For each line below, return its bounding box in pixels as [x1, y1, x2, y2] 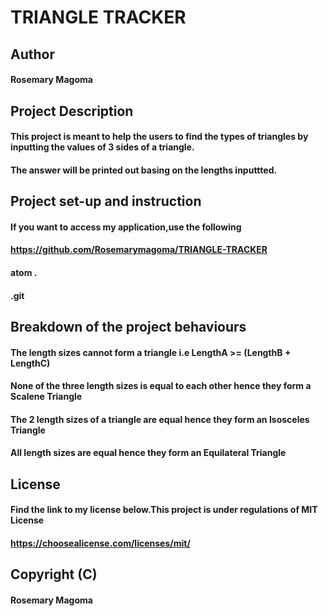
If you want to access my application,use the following [10, 221, 242, 233]
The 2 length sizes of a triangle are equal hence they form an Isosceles [10, 413, 310, 425]
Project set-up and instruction [10, 193, 202, 210]
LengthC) [10, 357, 51, 369]
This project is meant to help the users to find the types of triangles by [10, 131, 309, 143]
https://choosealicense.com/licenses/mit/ [10, 537, 191, 549]
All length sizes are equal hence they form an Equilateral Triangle [10, 447, 287, 459]
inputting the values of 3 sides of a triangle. [10, 141, 195, 153]
